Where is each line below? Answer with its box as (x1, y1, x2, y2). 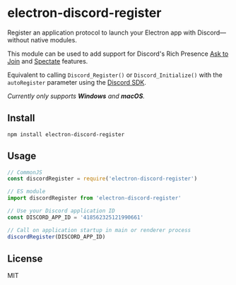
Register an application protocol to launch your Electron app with (7, 28, 196, 37)
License (7, 253, 43, 265)
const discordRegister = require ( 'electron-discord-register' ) (7, 175, 198, 183)
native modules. (30, 35, 78, 44)
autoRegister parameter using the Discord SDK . (7, 78, 146, 86)
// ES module (7, 188, 46, 195)
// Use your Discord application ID (7, 207, 115, 214)
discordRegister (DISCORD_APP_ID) (7, 233, 106, 241)
